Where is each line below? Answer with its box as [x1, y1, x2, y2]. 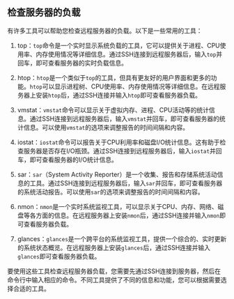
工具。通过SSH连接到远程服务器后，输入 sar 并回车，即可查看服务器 [29, 178, 223, 187]
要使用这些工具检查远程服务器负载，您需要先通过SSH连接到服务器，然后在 [7, 267, 221, 275]
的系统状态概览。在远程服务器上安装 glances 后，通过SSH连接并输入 [17, 243, 211, 252]
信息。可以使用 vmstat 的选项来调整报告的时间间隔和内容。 [23, 123, 189, 131]
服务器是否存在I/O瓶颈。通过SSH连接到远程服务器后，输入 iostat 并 [23, 146, 216, 155]
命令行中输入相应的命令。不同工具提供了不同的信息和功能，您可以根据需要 [7, 275, 221, 284]
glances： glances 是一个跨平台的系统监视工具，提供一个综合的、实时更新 [17, 234, 227, 243]
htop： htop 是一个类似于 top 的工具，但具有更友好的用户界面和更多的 [17, 73, 211, 82]
